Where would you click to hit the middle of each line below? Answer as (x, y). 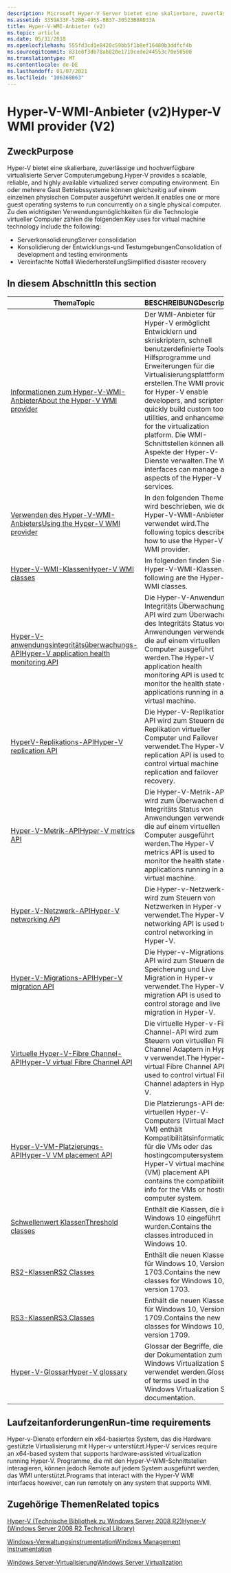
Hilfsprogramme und (177, 357)
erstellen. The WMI (174, 383)
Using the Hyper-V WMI (81, 524)
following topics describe (185, 532)
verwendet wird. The (177, 524)
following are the (171, 578)
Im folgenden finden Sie (183, 560)
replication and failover (181, 772)
